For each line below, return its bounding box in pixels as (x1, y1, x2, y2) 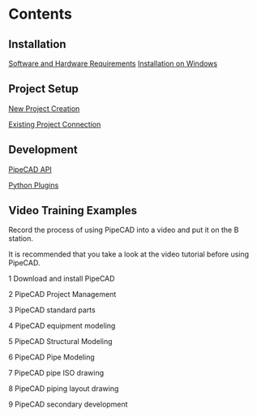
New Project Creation (8, 103, 80, 114)
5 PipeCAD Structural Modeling (8, 337, 113, 346)
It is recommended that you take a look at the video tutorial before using (8, 249, 250, 260)
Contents (8, 5, 73, 24)
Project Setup (8, 82, 79, 96)
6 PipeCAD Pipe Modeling (8, 352, 95, 362)
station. (8, 234, 34, 243)
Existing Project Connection (8, 119, 101, 129)
